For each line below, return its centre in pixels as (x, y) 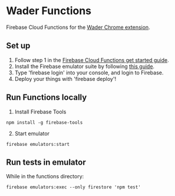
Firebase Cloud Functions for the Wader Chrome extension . (78, 27)
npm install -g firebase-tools (44, 122)
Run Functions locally (47, 98)
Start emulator (32, 133)
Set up (18, 46)
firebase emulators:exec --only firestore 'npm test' (74, 187)
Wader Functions (49, 11)
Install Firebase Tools (40, 112)
